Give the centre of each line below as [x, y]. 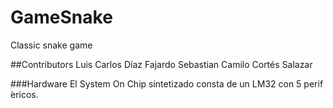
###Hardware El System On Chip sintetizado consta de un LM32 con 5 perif [167, 83]
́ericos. [24, 94]
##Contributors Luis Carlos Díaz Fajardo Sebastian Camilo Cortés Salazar [161, 64]
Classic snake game [51, 45]
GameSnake [61, 17]
